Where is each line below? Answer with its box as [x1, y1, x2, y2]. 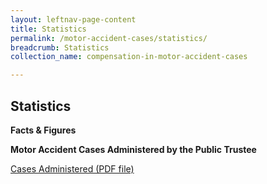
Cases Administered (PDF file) [10, 162, 135, 175]
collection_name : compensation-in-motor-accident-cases [10, 52, 248, 62]
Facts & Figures [10, 124, 77, 136]
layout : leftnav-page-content [10, 14, 137, 25]
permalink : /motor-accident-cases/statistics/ [10, 33, 208, 43]
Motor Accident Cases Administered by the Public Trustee [10, 143, 257, 155]
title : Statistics [10, 24, 87, 34]
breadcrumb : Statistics [10, 42, 110, 53]
